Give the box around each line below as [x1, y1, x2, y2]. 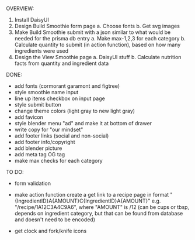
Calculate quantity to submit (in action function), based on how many [14, 41, 181, 48]
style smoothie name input [14, 89, 79, 95]
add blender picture [14, 145, 62, 152]
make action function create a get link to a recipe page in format [14, 191, 169, 198]
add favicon [14, 114, 44, 121]
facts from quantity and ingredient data [14, 60, 109, 67]
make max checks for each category [14, 157, 103, 164]
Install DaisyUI [14, 16, 50, 23]
